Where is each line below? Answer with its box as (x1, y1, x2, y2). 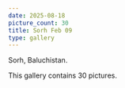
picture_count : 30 (8, 19, 69, 27)
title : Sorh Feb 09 (8, 26, 73, 34)
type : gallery (8, 33, 55, 42)
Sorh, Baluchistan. (8, 55, 68, 65)
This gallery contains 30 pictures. (8, 71, 117, 80)
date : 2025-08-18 (8, 11, 66, 20)
